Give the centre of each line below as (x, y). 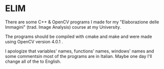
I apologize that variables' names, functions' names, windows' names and (80, 51)
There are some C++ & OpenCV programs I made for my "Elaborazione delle (82, 22)
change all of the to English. (33, 61)
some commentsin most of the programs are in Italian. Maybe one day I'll (79, 56)
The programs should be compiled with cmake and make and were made (79, 36)
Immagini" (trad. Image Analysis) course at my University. (63, 27)
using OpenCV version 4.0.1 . (34, 41)
